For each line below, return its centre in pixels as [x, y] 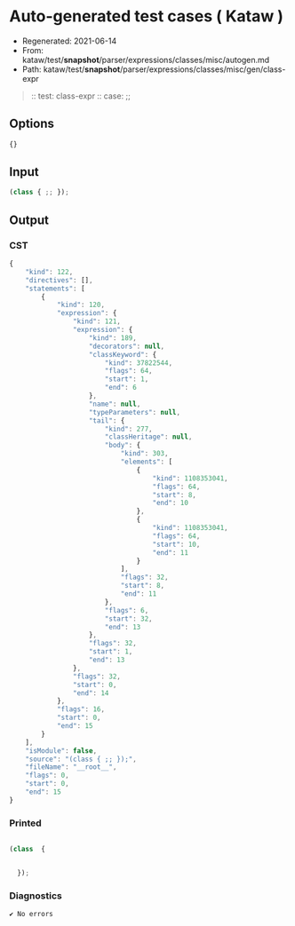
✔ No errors [31, 914]
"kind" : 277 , [128, 429]
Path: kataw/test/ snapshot [71, 69]
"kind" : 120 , [80, 305]
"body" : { [123, 446]
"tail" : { [107, 420]
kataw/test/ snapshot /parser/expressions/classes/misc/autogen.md [146, 59]
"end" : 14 [91, 693]
